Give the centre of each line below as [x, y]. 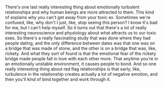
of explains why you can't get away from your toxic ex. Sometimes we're [78, 17]
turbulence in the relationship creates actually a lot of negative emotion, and [81, 74]
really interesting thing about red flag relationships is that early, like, [73, 69]
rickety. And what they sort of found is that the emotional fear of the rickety [81, 53]
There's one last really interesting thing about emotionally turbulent [72, 7]
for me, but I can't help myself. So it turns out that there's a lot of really [76, 28]
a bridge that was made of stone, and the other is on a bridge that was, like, [81, 48]
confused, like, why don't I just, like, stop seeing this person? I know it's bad [81, 22]
